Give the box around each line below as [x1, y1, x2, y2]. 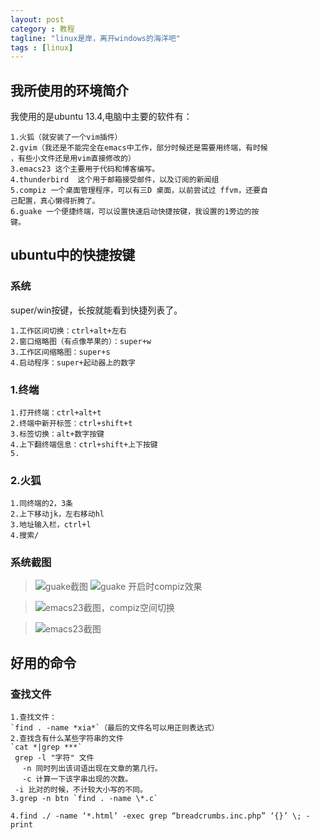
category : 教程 [10, 24, 75, 34]
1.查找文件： [10, 712, 57, 723]
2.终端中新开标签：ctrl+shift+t [10, 419, 133, 429]
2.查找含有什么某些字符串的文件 [10, 734, 124, 744]
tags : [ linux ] [10, 42, 74, 53]
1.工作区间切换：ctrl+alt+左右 [10, 326, 127, 336]
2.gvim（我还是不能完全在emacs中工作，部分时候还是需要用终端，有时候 [10, 143, 268, 153]
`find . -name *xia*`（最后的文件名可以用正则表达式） [10, 723, 220, 733]
